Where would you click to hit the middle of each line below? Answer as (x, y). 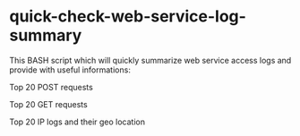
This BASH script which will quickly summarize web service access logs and (150, 60)
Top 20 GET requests (48, 104)
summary (46, 35)
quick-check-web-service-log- (128, 17)
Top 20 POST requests (51, 87)
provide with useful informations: (70, 70)
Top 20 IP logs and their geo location (77, 122)
